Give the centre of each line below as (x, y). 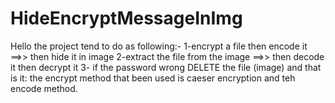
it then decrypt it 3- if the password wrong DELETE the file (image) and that (166, 67)
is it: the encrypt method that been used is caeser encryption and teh (153, 78)
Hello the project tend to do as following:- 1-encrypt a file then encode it (159, 46)
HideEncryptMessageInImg (126, 18)
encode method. (44, 88)
